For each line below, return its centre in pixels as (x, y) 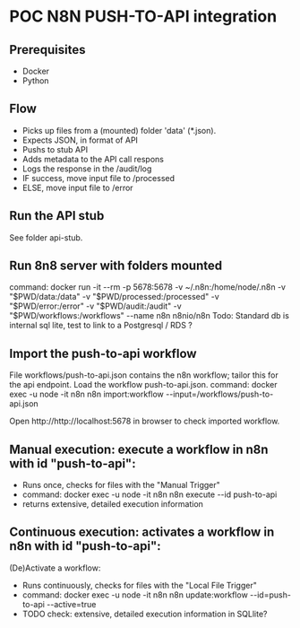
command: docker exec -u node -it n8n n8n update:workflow (135, 595)
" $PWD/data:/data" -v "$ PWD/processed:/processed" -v (114, 297)
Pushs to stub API (55, 149)
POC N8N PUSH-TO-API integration (143, 17)
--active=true (71, 604)
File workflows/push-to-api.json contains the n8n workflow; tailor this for (144, 375)
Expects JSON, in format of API (80, 140)
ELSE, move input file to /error (77, 188)
